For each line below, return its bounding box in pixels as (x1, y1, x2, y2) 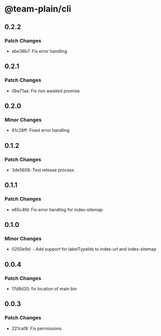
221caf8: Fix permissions (11, 325, 62, 331)
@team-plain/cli (4, 3, 71, 15)
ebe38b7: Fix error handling (11, 48, 67, 54)
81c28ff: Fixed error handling (11, 128, 70, 133)
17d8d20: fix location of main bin (11, 286, 77, 291)
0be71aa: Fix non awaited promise (11, 88, 80, 94)
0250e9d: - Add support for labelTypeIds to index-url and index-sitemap (11, 246, 157, 252)
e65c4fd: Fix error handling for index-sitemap (11, 207, 103, 212)
